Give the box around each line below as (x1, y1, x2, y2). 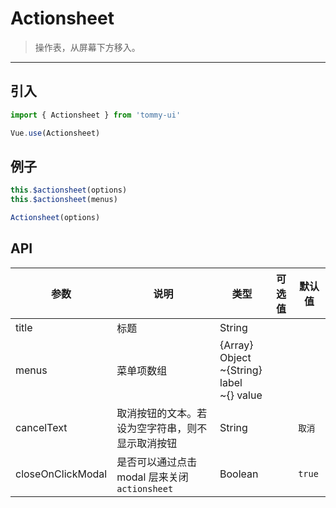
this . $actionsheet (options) (10, 185, 128, 196)
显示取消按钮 (116, 436, 178, 450)
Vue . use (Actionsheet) (10, 128, 101, 138)
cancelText (15, 420, 68, 434)
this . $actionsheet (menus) (10, 195, 118, 205)
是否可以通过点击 (116, 455, 198, 469)
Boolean (219, 467, 259, 481)
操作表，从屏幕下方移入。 (34, 41, 141, 53)
